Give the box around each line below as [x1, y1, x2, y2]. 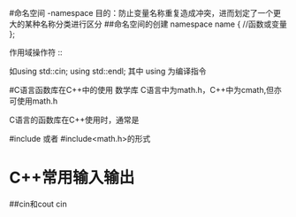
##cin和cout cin [9, 198, 68, 209]
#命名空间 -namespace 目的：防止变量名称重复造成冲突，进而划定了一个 [9, 8, 274, 18]
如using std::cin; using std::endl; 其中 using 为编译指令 [9, 66, 207, 76]
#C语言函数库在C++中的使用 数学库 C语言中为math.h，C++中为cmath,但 [9, 85, 275, 95]
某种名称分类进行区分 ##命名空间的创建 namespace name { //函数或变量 [24, 19, 287, 29]
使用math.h [16, 96, 58, 106]
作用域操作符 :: [9, 47, 64, 58]
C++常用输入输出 [9, 167, 135, 188]
